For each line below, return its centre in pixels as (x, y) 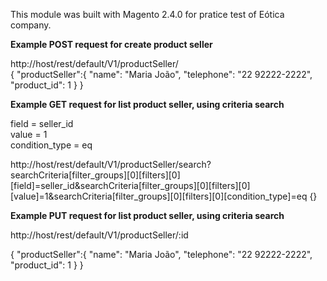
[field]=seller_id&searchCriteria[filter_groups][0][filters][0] (130, 185)
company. (31, 25)
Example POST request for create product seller (111, 44)
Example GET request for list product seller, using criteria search (147, 104)
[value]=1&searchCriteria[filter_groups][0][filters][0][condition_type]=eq (159, 196)
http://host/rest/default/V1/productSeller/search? (111, 164)
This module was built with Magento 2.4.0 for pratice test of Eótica (147, 14)
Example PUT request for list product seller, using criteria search (147, 215)
